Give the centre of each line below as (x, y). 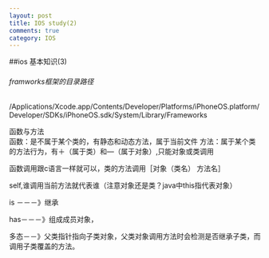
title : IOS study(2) (44, 23)
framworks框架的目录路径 (51, 81)
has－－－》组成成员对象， (53, 220)
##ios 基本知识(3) (38, 62)
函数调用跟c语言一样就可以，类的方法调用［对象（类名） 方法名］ (117, 169)
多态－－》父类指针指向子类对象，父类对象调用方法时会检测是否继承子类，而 (135, 236)
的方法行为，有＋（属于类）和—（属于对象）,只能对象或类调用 (112, 152)
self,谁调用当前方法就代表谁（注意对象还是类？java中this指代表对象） (123, 185)
